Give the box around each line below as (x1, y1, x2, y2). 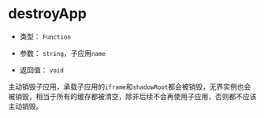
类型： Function (19, 31, 72, 41)
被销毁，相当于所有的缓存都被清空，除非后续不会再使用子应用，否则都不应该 (8, 91, 257, 101)
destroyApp (8, 5, 87, 23)
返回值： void (19, 65, 65, 75)
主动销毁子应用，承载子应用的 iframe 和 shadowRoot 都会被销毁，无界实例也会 (8, 82, 251, 91)
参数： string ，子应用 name (19, 48, 106, 57)
